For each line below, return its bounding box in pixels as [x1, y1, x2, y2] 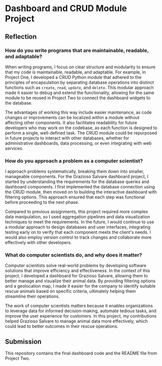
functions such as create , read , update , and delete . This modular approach [5, 84, 154, 90]
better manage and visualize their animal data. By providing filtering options [5, 278, 156, 284]
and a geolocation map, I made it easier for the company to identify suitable [5, 283, 156, 289]
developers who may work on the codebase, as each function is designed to [5, 124, 158, 131]
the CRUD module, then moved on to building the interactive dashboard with [5, 189, 157, 195]
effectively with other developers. [5, 240, 72, 245]
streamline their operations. [5, 293, 60, 299]
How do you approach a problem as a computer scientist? [5, 157, 143, 164]
